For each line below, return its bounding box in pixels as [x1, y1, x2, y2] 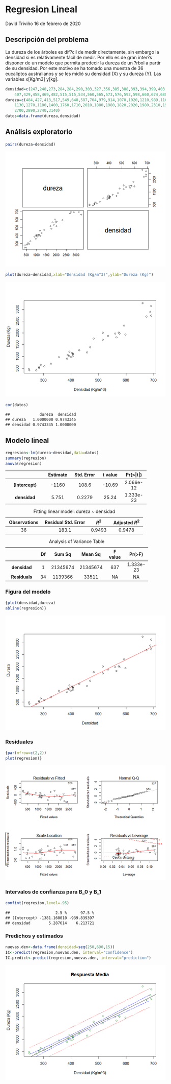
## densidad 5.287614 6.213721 [5, 921, 95, 926]
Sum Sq [54, 551, 71, 557]
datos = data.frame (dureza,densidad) [5, 113, 81, 119]
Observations [9, 519, 39, 525]
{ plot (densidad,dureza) [5, 600, 56, 606]
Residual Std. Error [44, 519, 85, 525]
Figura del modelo [5, 588, 51, 595]
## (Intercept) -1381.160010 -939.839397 [5, 915, 95, 921]
